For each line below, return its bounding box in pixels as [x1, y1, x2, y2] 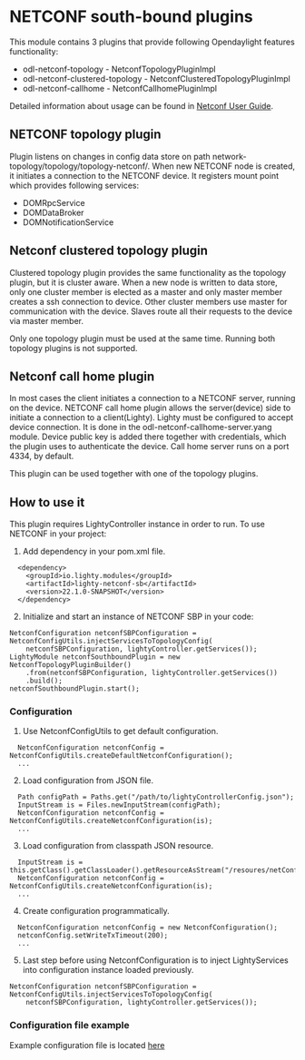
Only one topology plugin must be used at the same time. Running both [9, 333, 276, 344]
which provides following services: [9, 180, 140, 191]
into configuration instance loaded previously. [22, 965, 194, 976]
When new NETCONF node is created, [152, 161, 296, 172]
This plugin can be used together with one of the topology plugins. [9, 468, 259, 479]
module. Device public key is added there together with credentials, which [9, 431, 287, 442]
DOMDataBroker [22, 207, 84, 218]
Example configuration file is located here [9, 1039, 165, 1050]
